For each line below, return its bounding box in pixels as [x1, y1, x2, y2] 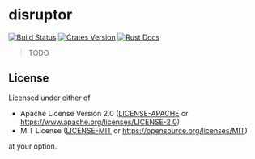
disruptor [8, 6, 73, 24]
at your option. [8, 141, 57, 151]
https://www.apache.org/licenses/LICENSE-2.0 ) [19, 117, 181, 127]
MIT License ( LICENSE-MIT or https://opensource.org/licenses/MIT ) [19, 125, 249, 135]
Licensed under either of [8, 93, 91, 103]
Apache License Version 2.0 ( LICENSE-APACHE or [19, 108, 189, 118]
